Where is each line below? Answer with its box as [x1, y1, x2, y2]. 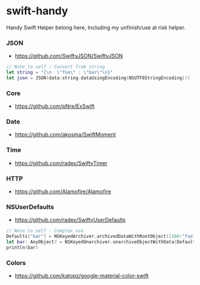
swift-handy [6, 4, 68, 18]
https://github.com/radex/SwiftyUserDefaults [14, 216, 126, 224]
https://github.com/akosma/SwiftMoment [14, 131, 116, 138]
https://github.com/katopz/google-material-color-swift [14, 272, 149, 280]
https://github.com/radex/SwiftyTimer [14, 159, 108, 166]
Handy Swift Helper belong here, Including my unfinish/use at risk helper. [6, 24, 186, 31]
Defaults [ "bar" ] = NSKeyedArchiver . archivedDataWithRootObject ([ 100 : [6, 234, 183, 240]
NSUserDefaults [6, 203, 55, 211]
